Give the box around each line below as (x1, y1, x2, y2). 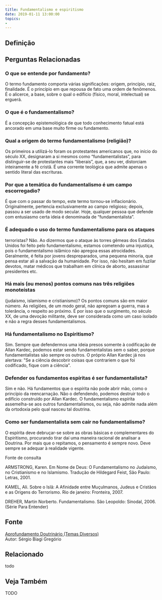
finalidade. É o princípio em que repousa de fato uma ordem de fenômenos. (5, 86, 157, 92)
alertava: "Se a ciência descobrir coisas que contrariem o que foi (5, 357, 135, 363)
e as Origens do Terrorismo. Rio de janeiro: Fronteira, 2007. (5, 489, 124, 495)
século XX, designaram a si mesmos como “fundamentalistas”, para (5, 153, 141, 159)
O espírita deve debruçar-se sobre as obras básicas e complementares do (5, 430, 154, 436)
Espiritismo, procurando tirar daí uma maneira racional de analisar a (5, 435, 141, 440)
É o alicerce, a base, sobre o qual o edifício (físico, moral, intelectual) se (5, 91, 149, 98)
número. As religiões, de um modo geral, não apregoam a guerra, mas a (5, 303, 149, 309)
